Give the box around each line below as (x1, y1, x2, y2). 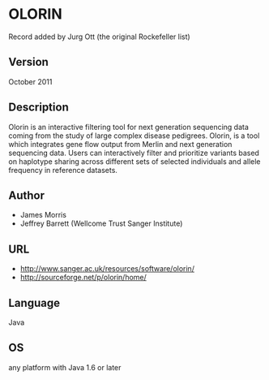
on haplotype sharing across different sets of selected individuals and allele (8, 156, 261, 166)
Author (8, 188, 45, 202)
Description (8, 101, 69, 114)
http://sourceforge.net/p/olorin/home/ (19, 273, 147, 283)
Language (8, 296, 61, 309)
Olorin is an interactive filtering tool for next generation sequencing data (8, 122, 250, 132)
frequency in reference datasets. (8, 165, 117, 175)
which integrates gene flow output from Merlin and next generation (8, 139, 233, 149)
